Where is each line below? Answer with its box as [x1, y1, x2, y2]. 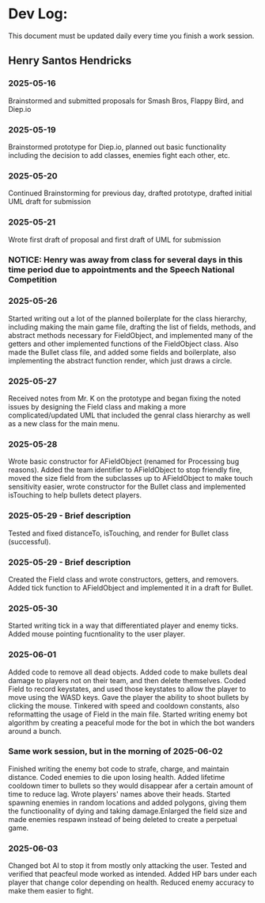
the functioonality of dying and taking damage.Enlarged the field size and [8, 806, 248, 816]
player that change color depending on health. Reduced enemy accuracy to [8, 878, 255, 887]
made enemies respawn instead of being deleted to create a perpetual [8, 814, 237, 824]
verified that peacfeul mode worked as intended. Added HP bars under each [8, 870, 257, 879]
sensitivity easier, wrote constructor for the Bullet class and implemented [8, 482, 247, 492]
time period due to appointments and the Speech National [8, 264, 235, 275]
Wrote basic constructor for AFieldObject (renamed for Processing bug [8, 457, 240, 467]
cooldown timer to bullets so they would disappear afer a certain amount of [8, 781, 254, 790]
